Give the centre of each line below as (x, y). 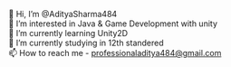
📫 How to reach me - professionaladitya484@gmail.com (115, 53)
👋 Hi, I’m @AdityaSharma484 (63, 14)
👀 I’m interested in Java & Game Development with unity (113, 24)
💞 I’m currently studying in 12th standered (86, 43)
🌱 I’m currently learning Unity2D (68, 33)
